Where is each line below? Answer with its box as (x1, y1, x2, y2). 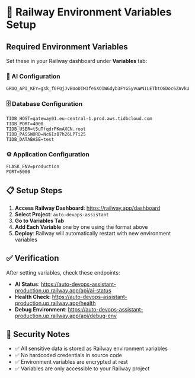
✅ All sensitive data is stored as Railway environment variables (14, 345, 168, 352)
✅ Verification (6, 253, 59, 263)
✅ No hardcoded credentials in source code (14, 352, 123, 359)
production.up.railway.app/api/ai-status (14, 286, 111, 294)
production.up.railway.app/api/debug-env (14, 312, 117, 319)
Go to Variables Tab (14, 217, 64, 224)
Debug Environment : (14, 305, 67, 313)
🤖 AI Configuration (6, 72, 60, 80)
